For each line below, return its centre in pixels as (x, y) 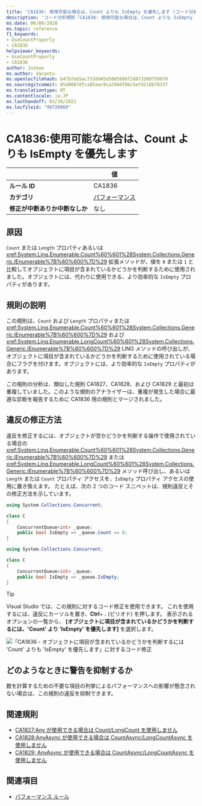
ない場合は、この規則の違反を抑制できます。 (61, 693)
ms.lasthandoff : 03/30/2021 (41, 101)
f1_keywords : (23, 34)
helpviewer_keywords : (33, 51)
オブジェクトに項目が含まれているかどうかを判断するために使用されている (98, 356)
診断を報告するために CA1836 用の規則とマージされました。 (91, 399)
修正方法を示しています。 (43, 493)
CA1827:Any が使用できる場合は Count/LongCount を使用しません (96, 730)
